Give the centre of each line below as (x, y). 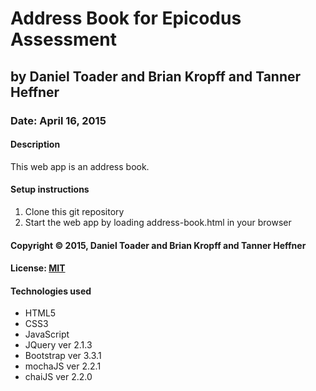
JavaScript (47, 334)
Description (35, 144)
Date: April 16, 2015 (58, 120)
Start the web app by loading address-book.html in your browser (158, 222)
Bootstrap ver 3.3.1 (63, 356)
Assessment (63, 39)
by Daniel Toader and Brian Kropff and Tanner (156, 76)
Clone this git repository (74, 211)
